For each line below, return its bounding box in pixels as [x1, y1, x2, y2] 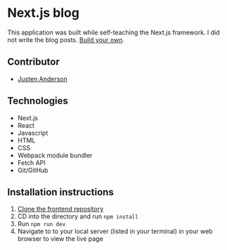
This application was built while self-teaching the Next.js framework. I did [7, 28, 220, 37]
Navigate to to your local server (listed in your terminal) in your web [17, 227, 213, 236]
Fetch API [17, 158, 46, 166]
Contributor [7, 56, 60, 68]
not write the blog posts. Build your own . [7, 35, 125, 44]
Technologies [7, 95, 69, 107]
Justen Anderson [17, 74, 68, 83]
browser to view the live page [17, 235, 103, 243]
